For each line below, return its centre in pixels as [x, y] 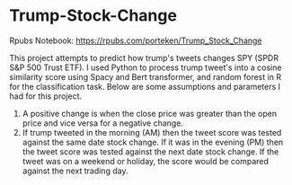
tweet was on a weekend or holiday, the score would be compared [146, 161]
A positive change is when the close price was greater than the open [149, 113]
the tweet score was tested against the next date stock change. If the [150, 151]
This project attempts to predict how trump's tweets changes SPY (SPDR [144, 57]
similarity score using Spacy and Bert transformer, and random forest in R [145, 76]
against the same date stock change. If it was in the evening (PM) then [153, 142]
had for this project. [46, 96]
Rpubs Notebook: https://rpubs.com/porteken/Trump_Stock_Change [136, 40]
